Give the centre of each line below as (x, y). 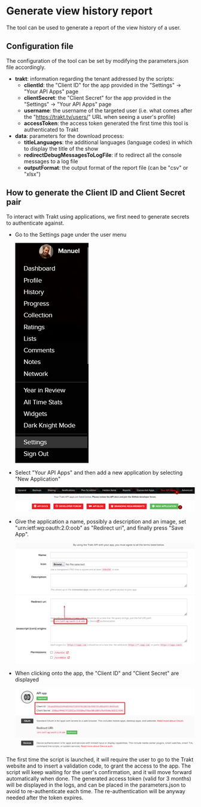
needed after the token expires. (45, 797)
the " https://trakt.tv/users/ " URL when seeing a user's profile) (100, 117)
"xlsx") (32, 174)
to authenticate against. (35, 223)
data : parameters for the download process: (69, 136)
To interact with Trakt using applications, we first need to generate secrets (98, 216)
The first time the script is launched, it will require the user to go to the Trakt (100, 759)
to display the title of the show (61, 148)
